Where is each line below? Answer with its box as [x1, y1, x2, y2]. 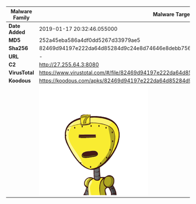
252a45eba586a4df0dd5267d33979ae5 [38, 37, 141, 44]
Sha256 [8, 45, 29, 52]
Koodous [8, 77, 31, 85]
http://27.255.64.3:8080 [38, 61, 99, 68]
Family [13, 14, 30, 21]
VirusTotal [8, 69, 34, 76]
